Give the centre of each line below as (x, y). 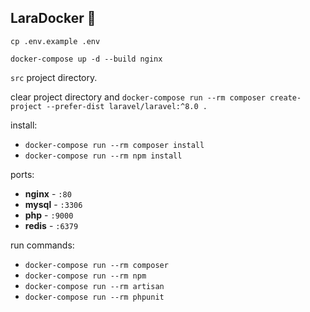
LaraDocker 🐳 (53, 18)
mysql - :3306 (53, 204)
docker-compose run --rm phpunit (94, 297)
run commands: (42, 245)
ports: (22, 174)
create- (285, 97)
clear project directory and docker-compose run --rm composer (138, 97)
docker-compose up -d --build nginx (86, 59)
